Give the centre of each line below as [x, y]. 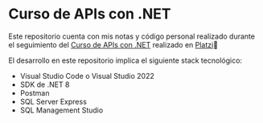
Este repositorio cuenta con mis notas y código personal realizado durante [132, 36]
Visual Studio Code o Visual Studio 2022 [87, 76]
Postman [35, 92]
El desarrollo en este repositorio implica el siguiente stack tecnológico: [125, 60]
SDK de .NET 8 [45, 84]
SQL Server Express [53, 101]
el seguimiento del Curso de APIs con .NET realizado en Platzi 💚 [113, 44]
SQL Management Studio [62, 110]
